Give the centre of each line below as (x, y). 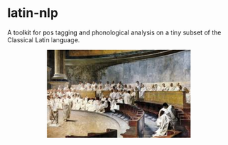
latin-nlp (33, 13)
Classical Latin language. (43, 39)
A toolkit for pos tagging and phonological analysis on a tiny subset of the (114, 32)
